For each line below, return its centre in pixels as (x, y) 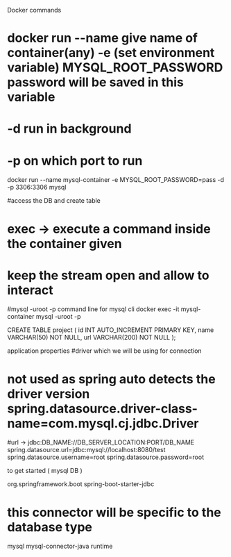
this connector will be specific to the (114, 512)
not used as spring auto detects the (112, 379)
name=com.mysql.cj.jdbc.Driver (103, 423)
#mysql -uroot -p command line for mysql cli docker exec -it (93, 309)
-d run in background (69, 129)
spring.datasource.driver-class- (102, 408)
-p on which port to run (75, 161)
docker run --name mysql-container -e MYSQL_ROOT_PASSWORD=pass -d (115, 180)
